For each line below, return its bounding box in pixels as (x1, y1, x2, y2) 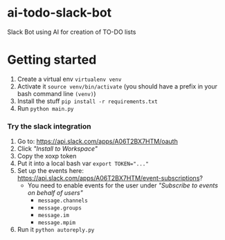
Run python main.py (17, 104, 74, 112)
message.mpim (37, 219, 76, 226)
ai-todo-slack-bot (7, 5, 112, 21)
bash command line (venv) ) (17, 89, 96, 98)
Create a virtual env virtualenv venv (17, 75, 122, 83)
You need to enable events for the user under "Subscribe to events (27, 181, 218, 190)
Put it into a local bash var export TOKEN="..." (17, 159, 149, 167)
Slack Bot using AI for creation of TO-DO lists (7, 28, 136, 36)
